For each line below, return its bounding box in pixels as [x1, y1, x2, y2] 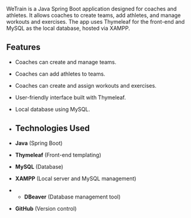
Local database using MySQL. [15, 105, 90, 113]
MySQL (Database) [15, 163, 64, 170]
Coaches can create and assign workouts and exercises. [15, 82, 156, 89]
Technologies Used [15, 123, 90, 133]
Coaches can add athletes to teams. [15, 70, 106, 77]
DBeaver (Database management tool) [24, 193, 121, 200]
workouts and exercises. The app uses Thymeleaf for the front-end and [6, 18, 185, 25]
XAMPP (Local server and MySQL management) [15, 175, 136, 182]
